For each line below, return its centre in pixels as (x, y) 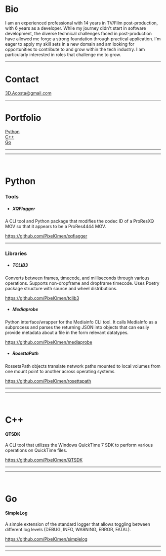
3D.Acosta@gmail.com (28, 93)
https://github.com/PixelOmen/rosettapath (48, 381)
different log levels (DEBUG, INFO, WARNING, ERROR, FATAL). (68, 529)
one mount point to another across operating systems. (61, 371)
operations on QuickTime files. (36, 450)
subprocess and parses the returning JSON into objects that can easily (77, 327)
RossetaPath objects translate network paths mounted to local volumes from (83, 366)
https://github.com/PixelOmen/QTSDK (44, 460)
